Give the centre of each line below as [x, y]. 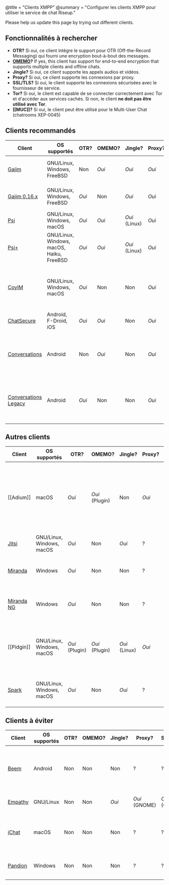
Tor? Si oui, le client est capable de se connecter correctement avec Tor [87, 93]
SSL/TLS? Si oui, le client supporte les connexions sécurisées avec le [84, 82]
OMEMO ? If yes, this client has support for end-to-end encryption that [86, 61]
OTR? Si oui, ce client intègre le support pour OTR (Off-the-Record [81, 50]
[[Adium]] [19, 498]
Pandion [18, 866]
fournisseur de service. [36, 88]
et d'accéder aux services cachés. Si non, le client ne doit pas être [82, 98]
